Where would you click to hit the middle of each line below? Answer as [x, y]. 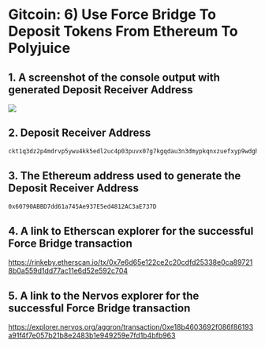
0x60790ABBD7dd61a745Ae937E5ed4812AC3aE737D [82, 206]
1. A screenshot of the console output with [114, 77]
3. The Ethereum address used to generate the [125, 176]
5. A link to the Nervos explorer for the [104, 295]
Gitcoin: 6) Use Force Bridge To [112, 15]
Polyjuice [39, 48]
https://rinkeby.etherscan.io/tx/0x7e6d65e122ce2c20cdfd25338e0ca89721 [131, 262]
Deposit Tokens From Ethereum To [123, 31]
